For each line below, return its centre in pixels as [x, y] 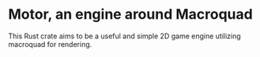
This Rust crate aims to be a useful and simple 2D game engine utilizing [124, 36]
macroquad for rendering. [50, 44]
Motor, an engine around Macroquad [130, 14]
